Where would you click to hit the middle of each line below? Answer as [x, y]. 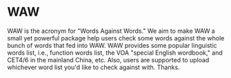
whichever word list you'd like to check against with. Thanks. [94, 67]
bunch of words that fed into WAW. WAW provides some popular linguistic [112, 45]
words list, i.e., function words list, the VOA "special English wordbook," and [115, 53]
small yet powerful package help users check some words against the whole [116, 38]
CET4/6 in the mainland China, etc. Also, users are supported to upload [108, 60]
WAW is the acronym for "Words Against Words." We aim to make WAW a [111, 31]
